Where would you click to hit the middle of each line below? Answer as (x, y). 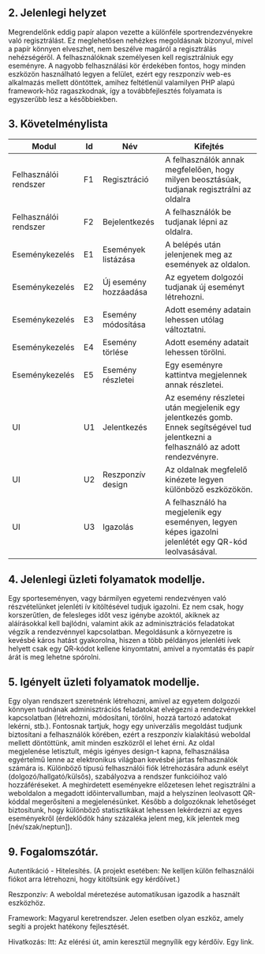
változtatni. (186, 329)
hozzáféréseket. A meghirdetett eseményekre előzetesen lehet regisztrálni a (132, 785)
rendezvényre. (192, 456)
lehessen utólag (195, 319)
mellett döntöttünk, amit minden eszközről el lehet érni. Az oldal (112, 743)
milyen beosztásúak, (203, 179)
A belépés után (193, 244)
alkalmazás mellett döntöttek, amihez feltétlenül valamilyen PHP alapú (121, 82)
